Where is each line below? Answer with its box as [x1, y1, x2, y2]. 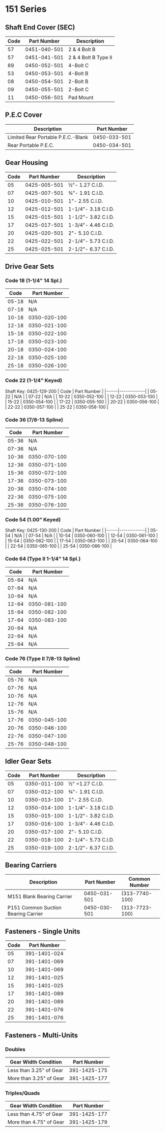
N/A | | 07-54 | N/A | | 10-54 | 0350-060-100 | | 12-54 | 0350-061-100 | [14, 532, 158, 538]
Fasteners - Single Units [5, 927, 80, 935]
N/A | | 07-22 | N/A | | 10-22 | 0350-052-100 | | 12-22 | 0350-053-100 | [14, 393, 158, 399]
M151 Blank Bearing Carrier [7, 893, 73, 900]
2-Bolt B [68, 78, 88, 85]
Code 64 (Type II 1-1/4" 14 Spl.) [5, 556, 81, 563]
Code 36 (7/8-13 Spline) [5, 416, 63, 423]
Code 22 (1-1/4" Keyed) [5, 377, 62, 384]
